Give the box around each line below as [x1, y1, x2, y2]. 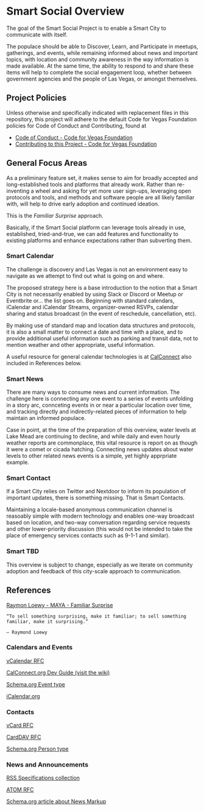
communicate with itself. [6, 30, 68, 38]
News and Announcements [6, 760, 89, 769]
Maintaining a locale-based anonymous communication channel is [6, 506, 172, 513]
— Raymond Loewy [6, 629, 47, 635]
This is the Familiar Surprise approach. [6, 212, 104, 219]
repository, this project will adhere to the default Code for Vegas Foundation [6, 115, 197, 123]
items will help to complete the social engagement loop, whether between [6, 68, 192, 76]
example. [6, 459, 29, 466]
